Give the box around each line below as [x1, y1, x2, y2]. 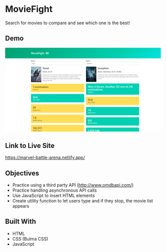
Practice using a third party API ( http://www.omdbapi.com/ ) [12, 182, 134, 188]
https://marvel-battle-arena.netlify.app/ [5, 154, 85, 160]
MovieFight [5, 3, 53, 15]
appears [12, 203, 30, 209]
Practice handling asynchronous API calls [12, 187, 97, 194]
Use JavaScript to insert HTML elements [12, 193, 95, 199]
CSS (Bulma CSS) [12, 236, 48, 242]
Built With [5, 217, 36, 226]
